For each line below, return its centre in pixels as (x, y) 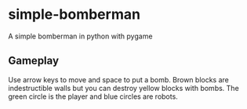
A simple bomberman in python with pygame (80, 36)
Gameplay (34, 61)
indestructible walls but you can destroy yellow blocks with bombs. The (123, 88)
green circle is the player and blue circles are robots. (93, 96)
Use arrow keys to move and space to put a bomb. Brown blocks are (118, 79)
